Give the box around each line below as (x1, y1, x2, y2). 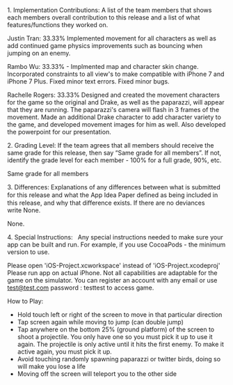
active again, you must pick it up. (17, 347, 113, 356)
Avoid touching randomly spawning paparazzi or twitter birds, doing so (17, 355, 221, 363)
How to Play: (7, 297, 44, 305)
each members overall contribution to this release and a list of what (7, 13, 200, 22)
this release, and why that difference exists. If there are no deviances (7, 198, 205, 207)
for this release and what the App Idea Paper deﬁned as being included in (7, 191, 218, 199)
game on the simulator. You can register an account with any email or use (7, 276, 218, 284)
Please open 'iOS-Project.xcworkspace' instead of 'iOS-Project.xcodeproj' (7, 261, 220, 269)
